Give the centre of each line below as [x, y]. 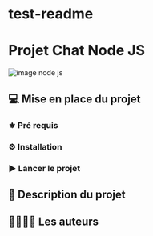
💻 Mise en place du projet [74, 99]
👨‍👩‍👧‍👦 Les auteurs [53, 222]
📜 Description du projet [67, 194]
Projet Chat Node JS [77, 51]
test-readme [51, 14]
